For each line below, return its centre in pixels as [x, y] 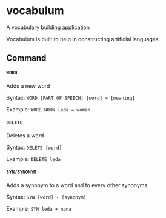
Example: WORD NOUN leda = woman [48, 109]
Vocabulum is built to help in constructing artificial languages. [83, 39]
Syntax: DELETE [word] [34, 147]
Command [26, 58]
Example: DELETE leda [34, 159]
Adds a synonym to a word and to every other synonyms [77, 185]
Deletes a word [25, 135]
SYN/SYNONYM [21, 172]
